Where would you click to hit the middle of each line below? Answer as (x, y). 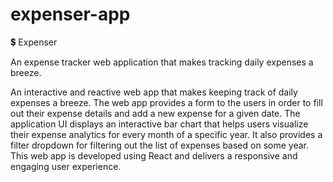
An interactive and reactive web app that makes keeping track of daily (154, 92)
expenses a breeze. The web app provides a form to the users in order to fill (166, 102)
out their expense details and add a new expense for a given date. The (155, 113)
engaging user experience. (66, 166)
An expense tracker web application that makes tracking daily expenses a (162, 62)
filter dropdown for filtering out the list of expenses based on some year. (159, 145)
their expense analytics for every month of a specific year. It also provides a (166, 134)
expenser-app (70, 14)
